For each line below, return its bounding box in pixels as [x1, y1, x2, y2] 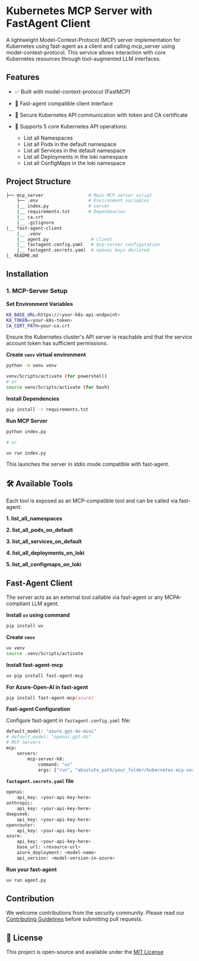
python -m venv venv [6, 363, 57, 369]
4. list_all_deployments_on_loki [6, 549, 85, 557]
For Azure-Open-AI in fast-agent [6, 683, 88, 691]
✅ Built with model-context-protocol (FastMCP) [14, 88, 131, 95]
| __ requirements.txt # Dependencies [17, 209, 126, 215]
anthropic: [6, 800, 33, 806]
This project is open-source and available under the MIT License [6, 949, 164, 956]
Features [6, 72, 40, 82]
